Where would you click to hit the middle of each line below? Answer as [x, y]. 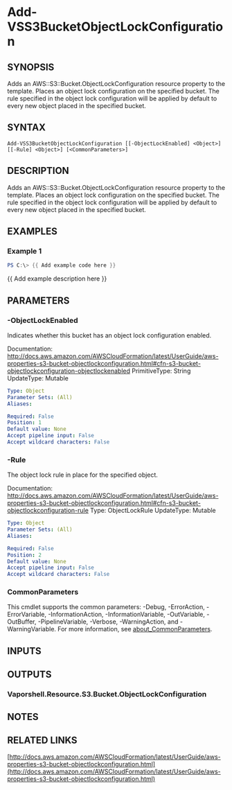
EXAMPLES [32, 232]
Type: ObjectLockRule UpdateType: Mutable [153, 511]
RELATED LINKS [42, 740]
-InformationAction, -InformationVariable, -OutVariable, [127, 615]
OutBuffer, [22, 622]
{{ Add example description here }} [57, 279]
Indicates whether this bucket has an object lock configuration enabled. [109, 335]
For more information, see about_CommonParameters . [135, 629]
